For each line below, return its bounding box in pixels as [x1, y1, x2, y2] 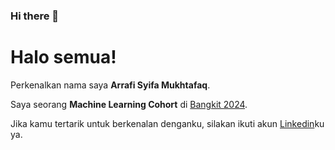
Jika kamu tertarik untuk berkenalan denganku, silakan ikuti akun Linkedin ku [10, 117, 325, 129]
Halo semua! [10, 46, 117, 69]
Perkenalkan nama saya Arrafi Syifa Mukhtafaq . [10, 79, 211, 91]
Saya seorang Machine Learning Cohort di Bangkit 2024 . [10, 98, 248, 110]
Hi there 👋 [10, 9, 60, 23]
